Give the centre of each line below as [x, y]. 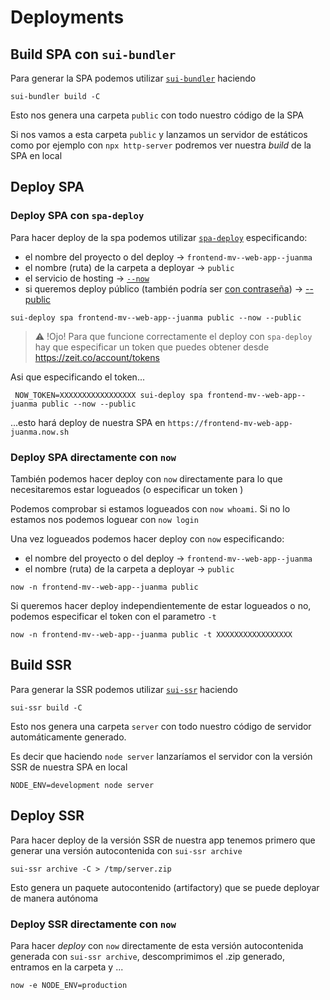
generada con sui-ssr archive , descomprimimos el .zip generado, [147, 956]
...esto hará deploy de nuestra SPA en [88, 422]
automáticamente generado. [68, 737]
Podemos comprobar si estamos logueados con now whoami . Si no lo [150, 508]
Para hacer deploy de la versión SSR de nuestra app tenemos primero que [163, 840]
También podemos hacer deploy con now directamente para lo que [146, 478]
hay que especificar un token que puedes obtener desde [152, 347]
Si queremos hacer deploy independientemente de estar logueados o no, [161, 605]
